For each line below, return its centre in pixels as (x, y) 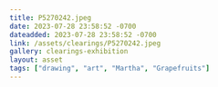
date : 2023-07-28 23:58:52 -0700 (73, 26)
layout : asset (36, 60)
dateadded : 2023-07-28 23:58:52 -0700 (83, 34)
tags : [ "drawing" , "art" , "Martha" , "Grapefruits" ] (109, 69)
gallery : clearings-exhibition (69, 52)
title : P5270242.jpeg (51, 18)
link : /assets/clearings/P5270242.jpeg (85, 43)
